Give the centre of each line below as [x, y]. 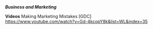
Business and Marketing [31, 7]
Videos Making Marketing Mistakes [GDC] [48, 16]
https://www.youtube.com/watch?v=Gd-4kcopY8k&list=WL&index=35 [76, 22]
